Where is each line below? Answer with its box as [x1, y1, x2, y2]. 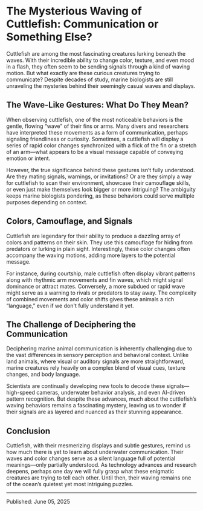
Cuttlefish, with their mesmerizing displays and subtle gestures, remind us [6, 442, 191, 449]
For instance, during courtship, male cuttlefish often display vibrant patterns [6, 270, 196, 277]
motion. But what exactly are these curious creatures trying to [6, 69, 160, 76]
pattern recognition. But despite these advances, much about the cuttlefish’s [6, 395, 197, 402]
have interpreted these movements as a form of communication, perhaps [6, 129, 188, 136]
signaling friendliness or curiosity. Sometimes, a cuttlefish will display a [6, 135, 184, 142]
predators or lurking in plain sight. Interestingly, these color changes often [6, 245, 190, 252]
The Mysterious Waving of [6, 4, 142, 18]
